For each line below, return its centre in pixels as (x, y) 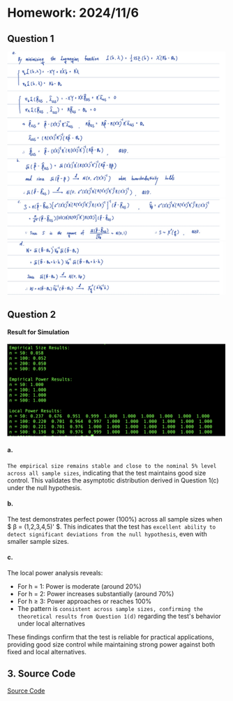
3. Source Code (42, 674)
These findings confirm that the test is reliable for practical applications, (111, 637)
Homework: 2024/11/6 (73, 13)
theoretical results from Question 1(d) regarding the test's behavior (119, 616)
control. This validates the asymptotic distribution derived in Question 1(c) (113, 480)
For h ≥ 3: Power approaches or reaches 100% (84, 601)
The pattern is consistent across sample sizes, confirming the (110, 608)
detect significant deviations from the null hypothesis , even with (107, 534)
